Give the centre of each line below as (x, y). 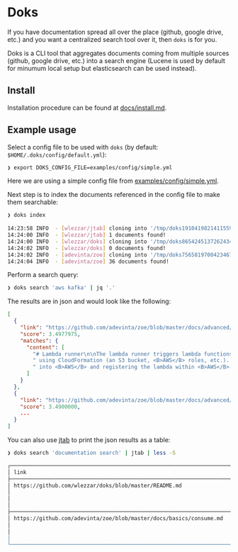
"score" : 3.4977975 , (50, 334)
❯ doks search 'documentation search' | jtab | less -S (91, 453)
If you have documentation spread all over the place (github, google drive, (115, 32)
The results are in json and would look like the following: (89, 301)
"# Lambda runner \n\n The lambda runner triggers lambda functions (133, 354)
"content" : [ (45, 347)
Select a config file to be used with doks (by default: (83, 147)
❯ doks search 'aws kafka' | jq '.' (61, 288)
